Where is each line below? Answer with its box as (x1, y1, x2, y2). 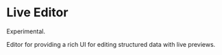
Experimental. (6, 27, 46, 35)
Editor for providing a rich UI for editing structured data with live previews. (6, 40, 216, 48)
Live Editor (6, 5, 69, 20)
